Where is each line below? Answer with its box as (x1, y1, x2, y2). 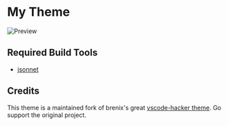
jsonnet (17, 65, 39, 73)
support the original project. (7, 111, 86, 119)
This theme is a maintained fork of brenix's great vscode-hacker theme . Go (7, 103, 222, 112)
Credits (7, 85, 40, 97)
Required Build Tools (7, 47, 98, 59)
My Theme (7, 4, 70, 20)
